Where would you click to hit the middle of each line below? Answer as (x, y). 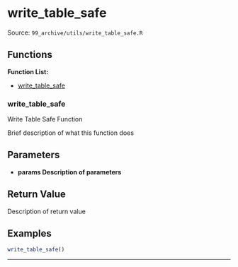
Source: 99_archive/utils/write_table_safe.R (75, 32)
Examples (29, 233)
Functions (30, 55)
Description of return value (47, 211)
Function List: (28, 71)
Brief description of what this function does (71, 133)
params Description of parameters (69, 172)
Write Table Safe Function (45, 119)
